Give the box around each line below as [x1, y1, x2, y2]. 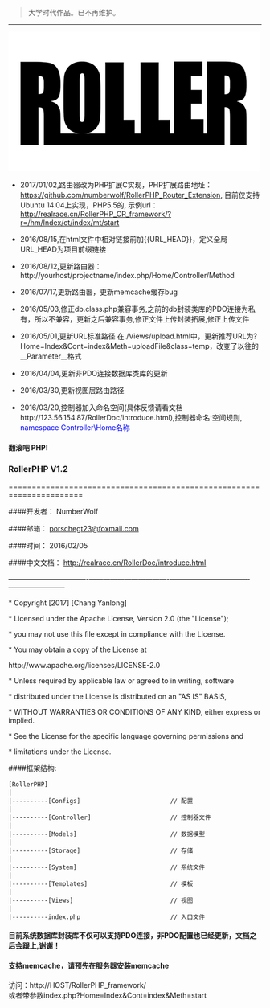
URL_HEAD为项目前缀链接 [19, 244, 107, 254]
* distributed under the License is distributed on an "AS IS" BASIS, [8, 691, 227, 701]
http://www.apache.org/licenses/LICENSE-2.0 [8, 660, 161, 670]
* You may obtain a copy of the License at [8, 645, 147, 654]
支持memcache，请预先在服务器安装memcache [8, 961, 170, 971]
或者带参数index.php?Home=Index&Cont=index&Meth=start [8, 990, 207, 1000]
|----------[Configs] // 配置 [8, 797, 194, 805]
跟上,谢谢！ [22, 940, 60, 951]
